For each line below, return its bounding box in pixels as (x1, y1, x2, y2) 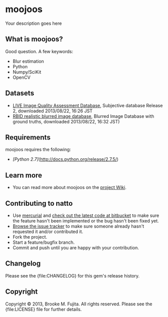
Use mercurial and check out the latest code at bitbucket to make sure (12, 212, 159, 218)
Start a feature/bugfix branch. (12, 239, 75, 245)
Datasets (5, 89, 34, 98)
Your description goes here (5, 20, 62, 26)
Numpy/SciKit (12, 69, 41, 75)
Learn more (5, 171, 43, 179)
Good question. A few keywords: (5, 48, 73, 54)
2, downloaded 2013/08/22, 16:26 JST (12, 108, 93, 114)
